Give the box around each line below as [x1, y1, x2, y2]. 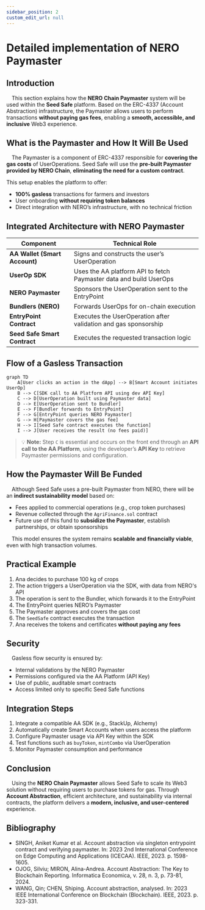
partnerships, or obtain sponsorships [15, 523, 109, 531]
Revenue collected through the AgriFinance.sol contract [15, 510, 157, 517]
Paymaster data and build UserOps [74, 275, 174, 284]
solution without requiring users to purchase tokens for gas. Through [6, 786, 179, 793]
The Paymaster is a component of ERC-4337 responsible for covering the [12, 154, 198, 162]
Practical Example [6, 559, 76, 570]
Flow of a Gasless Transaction [6, 358, 123, 368]
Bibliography [6, 823, 56, 833]
